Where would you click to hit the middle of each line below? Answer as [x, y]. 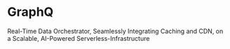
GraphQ [31, 12]
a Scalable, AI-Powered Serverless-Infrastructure [79, 38]
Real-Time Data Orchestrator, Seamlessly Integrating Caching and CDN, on [115, 31]
